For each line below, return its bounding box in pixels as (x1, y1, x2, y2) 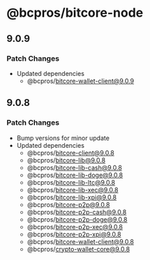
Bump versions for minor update (16, 134, 110, 142)
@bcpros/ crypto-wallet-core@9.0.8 (27, 245, 130, 253)
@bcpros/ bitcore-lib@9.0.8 (27, 155, 106, 165)
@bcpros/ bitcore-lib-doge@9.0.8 (27, 171, 123, 179)
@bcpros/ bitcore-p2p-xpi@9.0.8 (27, 230, 121, 238)
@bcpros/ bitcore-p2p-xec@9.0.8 (27, 222, 123, 231)
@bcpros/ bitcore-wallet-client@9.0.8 (27, 237, 134, 245)
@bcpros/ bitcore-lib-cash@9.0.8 (27, 163, 123, 171)
